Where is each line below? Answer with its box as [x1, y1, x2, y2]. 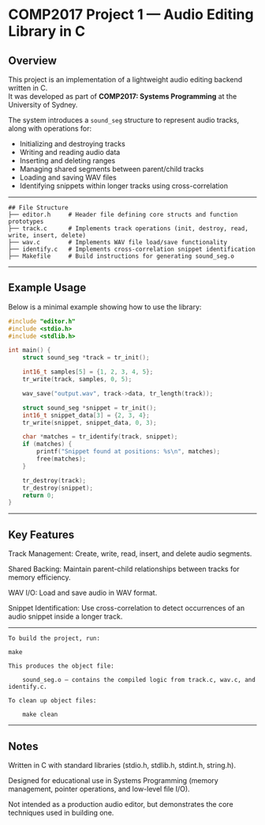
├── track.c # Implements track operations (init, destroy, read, [8, 225, 248, 233]
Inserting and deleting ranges [19, 156, 116, 165]
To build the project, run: [8, 634, 101, 642]
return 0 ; [22, 491, 55, 499]
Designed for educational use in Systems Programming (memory [8, 775, 218, 785]
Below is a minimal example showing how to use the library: [8, 302, 202, 312]
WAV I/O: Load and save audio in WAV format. [8, 588, 158, 598]
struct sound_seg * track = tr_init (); [22, 354, 150, 361]
